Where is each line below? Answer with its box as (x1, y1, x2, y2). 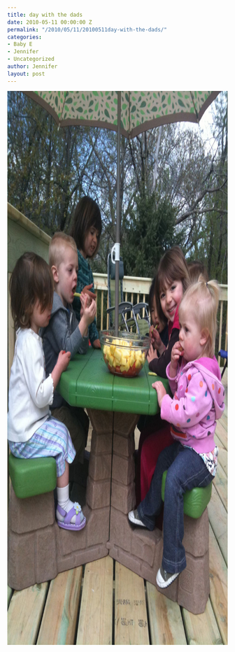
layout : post (7, 70, 45, 77)
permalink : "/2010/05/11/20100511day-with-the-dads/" (7, 26, 168, 33)
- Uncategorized (7, 56, 55, 63)
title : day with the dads (7, 11, 83, 18)
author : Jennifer (7, 63, 58, 70)
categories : (7, 34, 42, 41)
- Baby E (7, 41, 33, 48)
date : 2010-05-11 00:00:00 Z (7, 18, 92, 26)
